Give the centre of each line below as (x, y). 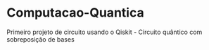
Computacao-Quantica (76, 13)
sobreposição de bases (40, 39)
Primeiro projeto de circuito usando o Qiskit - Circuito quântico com (104, 32)
